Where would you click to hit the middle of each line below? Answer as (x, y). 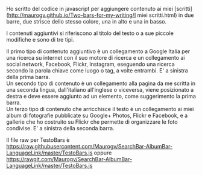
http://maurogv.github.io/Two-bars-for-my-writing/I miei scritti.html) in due (101, 15)
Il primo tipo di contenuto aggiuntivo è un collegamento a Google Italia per (98, 51)
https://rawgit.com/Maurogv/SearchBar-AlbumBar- (69, 159)
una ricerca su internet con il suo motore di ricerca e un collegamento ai (96, 58)
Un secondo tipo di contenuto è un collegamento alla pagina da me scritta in (101, 83)
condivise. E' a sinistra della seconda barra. (60, 128)
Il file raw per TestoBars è (38, 140)
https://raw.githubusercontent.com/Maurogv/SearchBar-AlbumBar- (90, 146)
